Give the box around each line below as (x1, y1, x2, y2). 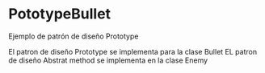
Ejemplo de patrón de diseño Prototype (8, 31, 139, 41)
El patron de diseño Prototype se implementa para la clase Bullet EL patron (8, 47, 257, 56)
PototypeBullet (8, 5, 111, 23)
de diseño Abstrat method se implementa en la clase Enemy (8, 55, 208, 65)
